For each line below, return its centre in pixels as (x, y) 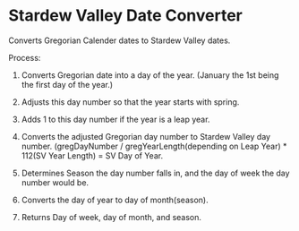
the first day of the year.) (67, 84)
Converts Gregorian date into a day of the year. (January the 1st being (150, 75)
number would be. (55, 182)
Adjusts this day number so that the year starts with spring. (130, 102)
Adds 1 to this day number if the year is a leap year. (115, 119)
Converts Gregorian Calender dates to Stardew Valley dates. (120, 40)
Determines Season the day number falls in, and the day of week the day (155, 173)
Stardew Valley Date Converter (126, 16)
